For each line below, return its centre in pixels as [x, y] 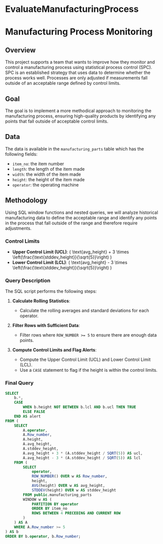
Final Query [19, 383]
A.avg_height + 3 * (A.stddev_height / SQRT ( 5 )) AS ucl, [83, 453]
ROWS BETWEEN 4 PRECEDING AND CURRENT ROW [76, 513]
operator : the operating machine [46, 185]
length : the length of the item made [49, 169]
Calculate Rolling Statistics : [41, 301]
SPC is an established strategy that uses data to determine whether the [78, 72]
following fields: [21, 154]
